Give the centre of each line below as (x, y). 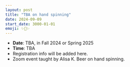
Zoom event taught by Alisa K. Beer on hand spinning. (69, 59)
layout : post (19, 10)
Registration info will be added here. (50, 54)
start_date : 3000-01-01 (30, 24)
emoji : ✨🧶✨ (17, 29)
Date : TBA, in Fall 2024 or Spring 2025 (53, 43)
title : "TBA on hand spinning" (38, 15)
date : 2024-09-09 (24, 19)
